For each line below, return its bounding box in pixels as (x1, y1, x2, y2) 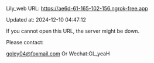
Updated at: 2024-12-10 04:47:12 (6, 16, 86, 23)
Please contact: (6, 39, 44, 45)
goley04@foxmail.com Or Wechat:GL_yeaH (6, 50, 110, 57)
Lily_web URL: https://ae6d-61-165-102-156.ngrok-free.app (6, 5, 148, 12)
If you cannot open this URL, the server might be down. (6, 27, 139, 34)
